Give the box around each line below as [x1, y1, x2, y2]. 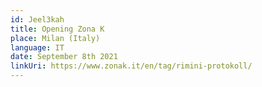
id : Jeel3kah [10, 14, 65, 25]
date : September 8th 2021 [10, 52, 118, 62]
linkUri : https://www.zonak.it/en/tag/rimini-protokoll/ [10, 61, 253, 71]
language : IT [10, 42, 65, 53]
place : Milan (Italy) [10, 33, 101, 43]
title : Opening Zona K [10, 24, 105, 34]
